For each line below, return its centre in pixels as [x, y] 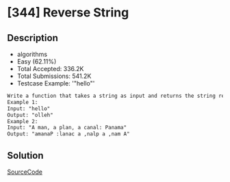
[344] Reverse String [68, 13]
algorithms [32, 54]
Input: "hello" [29, 108]
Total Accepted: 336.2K [50, 69]
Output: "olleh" [30, 115]
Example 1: [23, 102]
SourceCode [25, 172]
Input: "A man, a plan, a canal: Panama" [67, 128]
